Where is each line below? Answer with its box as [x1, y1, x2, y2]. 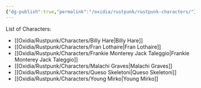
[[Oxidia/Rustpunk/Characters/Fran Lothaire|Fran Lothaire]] [14, 43, 161, 50]
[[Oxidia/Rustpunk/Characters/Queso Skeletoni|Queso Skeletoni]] [14, 68, 177, 75]
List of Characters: [5, 25, 52, 32]
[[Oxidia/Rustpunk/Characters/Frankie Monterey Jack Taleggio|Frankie [14, 49, 190, 57]
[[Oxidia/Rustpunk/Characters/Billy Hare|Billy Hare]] [14, 37, 143, 44]
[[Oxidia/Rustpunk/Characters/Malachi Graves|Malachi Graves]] [14, 62, 173, 69]
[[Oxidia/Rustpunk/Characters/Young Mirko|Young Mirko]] [14, 75, 158, 82]
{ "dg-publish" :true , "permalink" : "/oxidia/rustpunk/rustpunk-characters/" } [5, 8, 197, 15]
